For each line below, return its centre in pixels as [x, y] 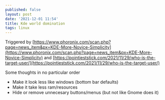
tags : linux [17, 28]
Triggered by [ [20, 42]
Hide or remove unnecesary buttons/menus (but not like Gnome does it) [85, 93]
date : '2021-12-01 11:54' [32, 19]
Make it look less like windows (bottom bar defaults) [65, 82]
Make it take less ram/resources [45, 87]
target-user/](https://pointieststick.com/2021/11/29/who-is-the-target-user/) [82, 63]
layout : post [19, 14]
